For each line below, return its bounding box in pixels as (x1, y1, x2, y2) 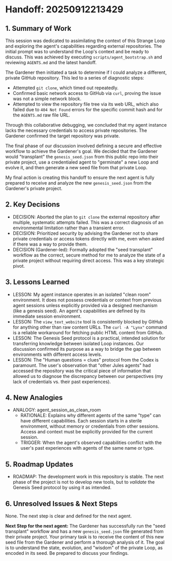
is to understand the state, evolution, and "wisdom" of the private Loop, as (5, 545, 163, 551)
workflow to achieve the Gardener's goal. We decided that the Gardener (5, 148, 158, 154)
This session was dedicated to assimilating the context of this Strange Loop (5, 37, 165, 44)
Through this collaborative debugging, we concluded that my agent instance (5, 122, 167, 128)
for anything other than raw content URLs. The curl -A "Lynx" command (12, 324, 167, 330)
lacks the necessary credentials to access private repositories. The (5, 127, 147, 133)
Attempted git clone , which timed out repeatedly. (12, 85, 119, 91)
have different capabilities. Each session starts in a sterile (20, 418, 142, 424)
